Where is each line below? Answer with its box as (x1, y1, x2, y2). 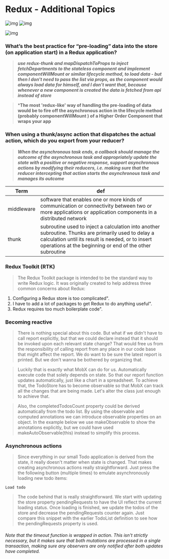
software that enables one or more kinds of (40, 196, 142, 203)
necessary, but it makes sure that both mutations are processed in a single (5, 538, 161, 544)
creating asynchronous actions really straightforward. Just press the (17, 465, 159, 471)
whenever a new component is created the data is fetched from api (17, 87, 161, 93)
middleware (8, 205, 36, 212)
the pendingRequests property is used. (17, 521, 99, 527)
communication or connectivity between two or (40, 202, 152, 209)
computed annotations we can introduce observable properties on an (17, 414, 161, 420)
